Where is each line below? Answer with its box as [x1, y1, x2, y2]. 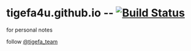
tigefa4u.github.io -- [6, 6, 114, 20]
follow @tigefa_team [6, 38, 58, 45]
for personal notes [6, 26, 53, 33]
